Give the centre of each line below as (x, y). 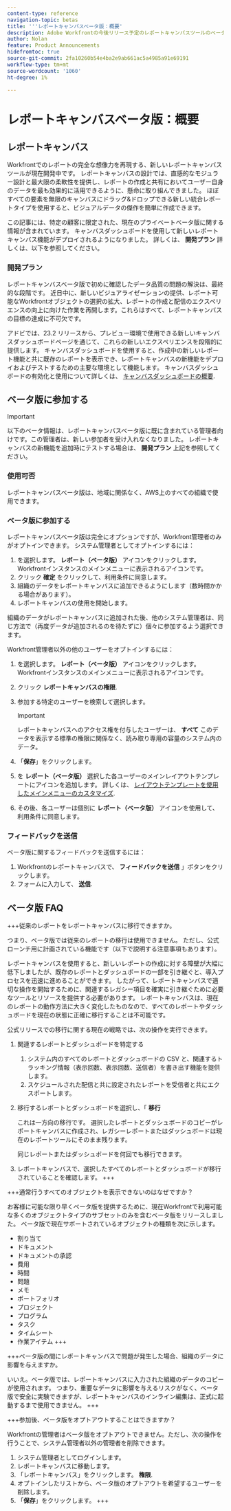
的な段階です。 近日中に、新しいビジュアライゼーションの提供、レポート (110, 292)
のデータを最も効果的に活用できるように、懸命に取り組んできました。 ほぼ (113, 190)
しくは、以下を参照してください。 (55, 248)
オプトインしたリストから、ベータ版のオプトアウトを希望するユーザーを (119, 1484)
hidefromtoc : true (33, 52)
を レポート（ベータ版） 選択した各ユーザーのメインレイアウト (106, 776)
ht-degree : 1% (27, 77)
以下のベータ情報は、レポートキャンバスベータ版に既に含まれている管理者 (112, 431)
